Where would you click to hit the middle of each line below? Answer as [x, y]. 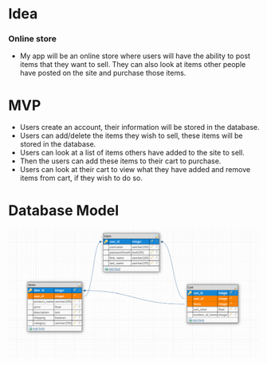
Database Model [64, 210]
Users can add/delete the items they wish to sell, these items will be [131, 135]
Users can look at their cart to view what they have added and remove [135, 170]
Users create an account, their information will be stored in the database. [139, 128]
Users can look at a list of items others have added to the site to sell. [132, 153]
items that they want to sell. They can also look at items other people [133, 65]
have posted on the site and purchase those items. [103, 73]
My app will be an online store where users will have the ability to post [135, 56]
